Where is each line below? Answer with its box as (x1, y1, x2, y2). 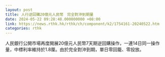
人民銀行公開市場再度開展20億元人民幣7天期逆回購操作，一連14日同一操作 (5, 40, 160, 46)
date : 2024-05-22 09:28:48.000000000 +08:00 (5, 16, 101, 21)
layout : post (5, 7, 33, 12)
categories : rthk (5, 26, 42, 31)
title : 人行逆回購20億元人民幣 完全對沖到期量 (5, 12, 94, 17)
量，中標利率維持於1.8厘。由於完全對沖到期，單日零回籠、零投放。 (5, 46, 144, 52)
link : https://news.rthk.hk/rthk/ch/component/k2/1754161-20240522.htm (5, 21, 159, 26)
